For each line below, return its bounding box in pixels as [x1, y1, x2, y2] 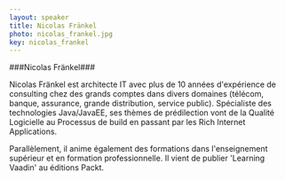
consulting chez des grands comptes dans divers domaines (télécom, [9, 89, 265, 99]
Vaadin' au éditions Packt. [9, 162, 105, 173]
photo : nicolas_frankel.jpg [9, 29, 114, 38]
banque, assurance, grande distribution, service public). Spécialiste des [9, 98, 273, 109]
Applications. [9, 126, 58, 137]
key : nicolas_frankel [9, 37, 90, 47]
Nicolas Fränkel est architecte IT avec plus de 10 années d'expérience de [9, 79, 277, 90]
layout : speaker [9, 12, 69, 22]
